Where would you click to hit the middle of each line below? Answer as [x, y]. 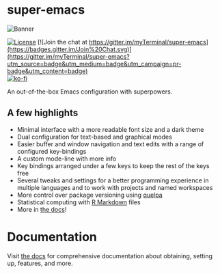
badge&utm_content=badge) [47, 71]
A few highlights [43, 113]
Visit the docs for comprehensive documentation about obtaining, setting [110, 256]
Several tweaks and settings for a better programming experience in [113, 180]
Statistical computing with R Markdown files [79, 202]
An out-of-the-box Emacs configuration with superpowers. [90, 92]
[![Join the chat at [62, 42]
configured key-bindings [52, 151]
